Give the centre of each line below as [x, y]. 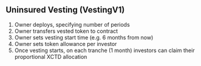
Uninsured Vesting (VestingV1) [65, 10]
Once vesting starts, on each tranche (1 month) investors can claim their [104, 50]
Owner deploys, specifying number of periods [72, 24]
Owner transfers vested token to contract [66, 31]
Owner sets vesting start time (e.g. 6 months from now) [84, 37]
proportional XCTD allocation [51, 56]
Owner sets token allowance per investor [66, 44]
